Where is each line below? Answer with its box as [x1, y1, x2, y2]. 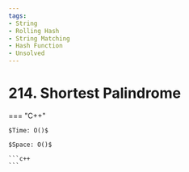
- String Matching [8, 34, 70, 43]
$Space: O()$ [8, 141, 52, 149]
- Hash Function [8, 42, 63, 50]
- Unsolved [8, 49, 45, 57]
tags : [8, 11, 27, 20]
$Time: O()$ [8, 126, 48, 134]
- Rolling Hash [8, 27, 60, 35]
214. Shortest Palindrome [8, 84, 182, 103]
